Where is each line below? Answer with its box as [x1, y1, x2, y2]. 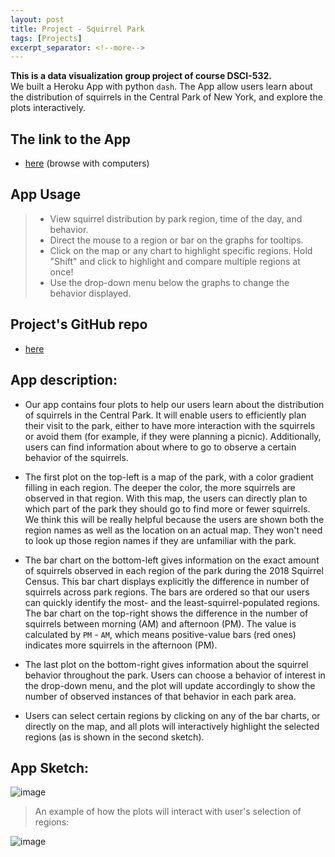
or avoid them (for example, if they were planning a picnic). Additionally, [24, 430, 322, 442]
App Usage [10, 186, 82, 203]
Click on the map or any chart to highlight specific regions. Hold [49, 244, 313, 256]
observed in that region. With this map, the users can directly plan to [24, 492, 308, 504]
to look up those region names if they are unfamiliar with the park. [24, 534, 297, 546]
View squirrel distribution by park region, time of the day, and [49, 212, 303, 225]
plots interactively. [10, 102, 86, 114]
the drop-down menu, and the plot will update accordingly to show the [24, 679, 316, 691]
